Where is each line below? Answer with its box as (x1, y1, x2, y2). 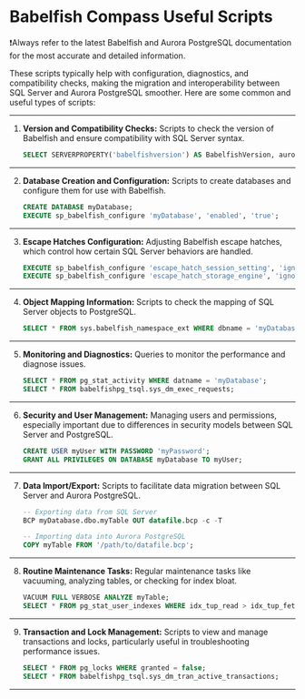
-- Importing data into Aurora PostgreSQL (22, 532, 186, 542)
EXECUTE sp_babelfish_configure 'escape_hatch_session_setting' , (22, 263, 275, 272)
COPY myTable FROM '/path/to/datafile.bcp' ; (22, 541, 194, 550)
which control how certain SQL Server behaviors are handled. (22, 246, 253, 257)
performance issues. (22, 645, 101, 656)
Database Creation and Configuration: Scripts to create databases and (22, 175, 291, 186)
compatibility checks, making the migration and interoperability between (9, 77, 280, 88)
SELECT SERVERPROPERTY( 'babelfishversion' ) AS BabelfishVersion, (22, 150, 275, 159)
